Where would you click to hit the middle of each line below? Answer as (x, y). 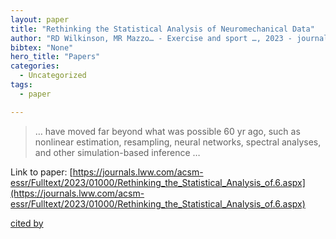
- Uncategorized (53, 76)
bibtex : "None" (42, 47)
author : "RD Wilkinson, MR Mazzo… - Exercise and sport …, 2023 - (151, 38)
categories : (35, 66)
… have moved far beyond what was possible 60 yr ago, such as (167, 131)
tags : (21, 85)
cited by (27, 223)
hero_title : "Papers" (55, 57)
